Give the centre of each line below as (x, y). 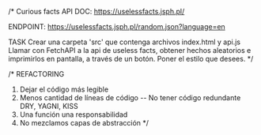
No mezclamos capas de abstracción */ (84, 123)
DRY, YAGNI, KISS (49, 106)
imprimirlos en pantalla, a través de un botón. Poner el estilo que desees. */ (131, 59)
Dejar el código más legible (64, 89)
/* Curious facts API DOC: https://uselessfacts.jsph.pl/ (96, 11)
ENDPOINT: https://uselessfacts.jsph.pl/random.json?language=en (117, 26)
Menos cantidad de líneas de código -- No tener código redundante (130, 97)
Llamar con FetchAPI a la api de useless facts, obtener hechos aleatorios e (130, 50)
